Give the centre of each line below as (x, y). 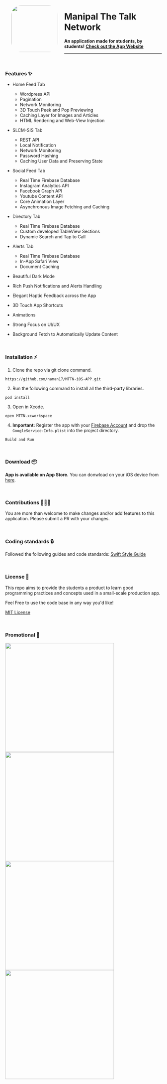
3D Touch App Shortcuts (38, 306)
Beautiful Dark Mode (34, 276)
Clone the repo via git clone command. (52, 370)
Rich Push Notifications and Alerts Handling (57, 286)
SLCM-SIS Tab (27, 130)
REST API (30, 140)
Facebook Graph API (41, 191)
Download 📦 (21, 462)
